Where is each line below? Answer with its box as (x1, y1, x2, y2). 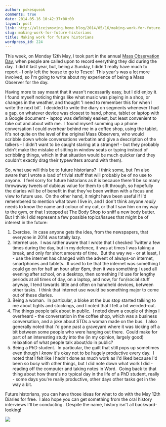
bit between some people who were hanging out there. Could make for (12, 329, 158, 334)
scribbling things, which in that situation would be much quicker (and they (5, 152, 156, 158)
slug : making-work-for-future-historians (5, 30, 92, 35)
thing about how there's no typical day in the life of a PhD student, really (12, 371, 160, 377)
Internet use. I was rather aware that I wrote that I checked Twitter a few (12, 239, 161, 245)
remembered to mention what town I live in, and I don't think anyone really (5, 198, 156, 204)
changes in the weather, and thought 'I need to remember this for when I (5, 99, 153, 105)
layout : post (5, 21, 32, 26)
